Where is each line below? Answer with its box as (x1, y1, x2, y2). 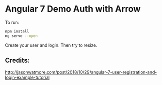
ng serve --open (5, 33, 38, 38)
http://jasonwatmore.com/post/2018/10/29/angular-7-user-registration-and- (5, 69, 157, 75)
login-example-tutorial (5, 74, 50, 80)
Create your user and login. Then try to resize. (5, 42, 97, 48)
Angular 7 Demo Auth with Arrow (5, 3, 141, 15)
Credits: (5, 56, 30, 65)
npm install (5, 29, 29, 34)
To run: (5, 19, 19, 25)
